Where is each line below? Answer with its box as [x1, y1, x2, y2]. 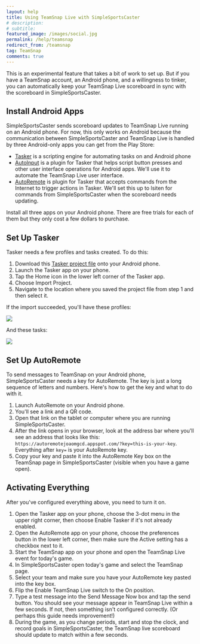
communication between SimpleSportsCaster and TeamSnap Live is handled [6, 135, 195, 142]
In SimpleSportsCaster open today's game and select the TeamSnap [14, 561, 183, 568]
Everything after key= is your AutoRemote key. [14, 446, 128, 453]
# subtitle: [6, 25, 36, 32]
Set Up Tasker [6, 232, 60, 243]
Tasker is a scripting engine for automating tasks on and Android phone [14, 153, 191, 160]
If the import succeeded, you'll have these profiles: [6, 304, 131, 311]
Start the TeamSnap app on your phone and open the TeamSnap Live [14, 548, 185, 555]
